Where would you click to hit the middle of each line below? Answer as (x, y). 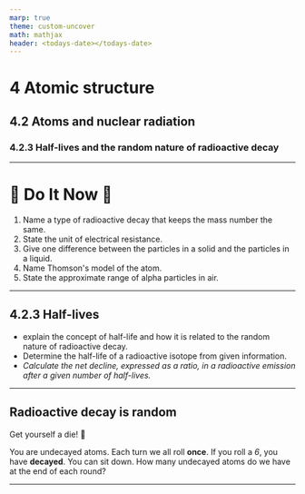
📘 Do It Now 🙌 (61, 195)
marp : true (30, 18)
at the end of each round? (58, 471)
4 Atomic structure (82, 88)
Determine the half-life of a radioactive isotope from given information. (155, 356)
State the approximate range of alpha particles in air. (121, 278)
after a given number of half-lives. (87, 375)
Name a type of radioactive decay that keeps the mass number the (148, 220)
